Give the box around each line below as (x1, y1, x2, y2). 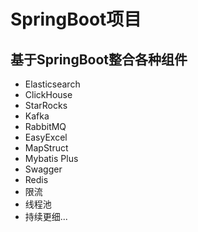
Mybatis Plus (24, 153, 79, 164)
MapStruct (24, 142, 69, 154)
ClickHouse (24, 89, 73, 100)
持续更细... (24, 211, 68, 222)
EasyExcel (24, 131, 68, 143)
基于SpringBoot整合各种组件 (10, 51, 188, 68)
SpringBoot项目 (10, 8, 142, 31)
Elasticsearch (24, 78, 81, 90)
